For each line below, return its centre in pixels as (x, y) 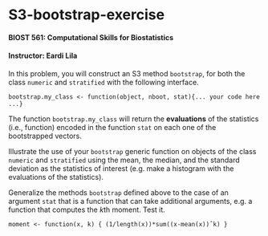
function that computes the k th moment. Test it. (87, 210)
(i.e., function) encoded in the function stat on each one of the (112, 127)
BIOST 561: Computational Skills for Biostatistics (91, 37)
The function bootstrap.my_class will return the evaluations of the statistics (134, 119)
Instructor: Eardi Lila (43, 56)
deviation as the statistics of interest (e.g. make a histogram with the (121, 168)
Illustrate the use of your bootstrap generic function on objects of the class (132, 151)
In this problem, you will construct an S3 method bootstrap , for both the (127, 73)
